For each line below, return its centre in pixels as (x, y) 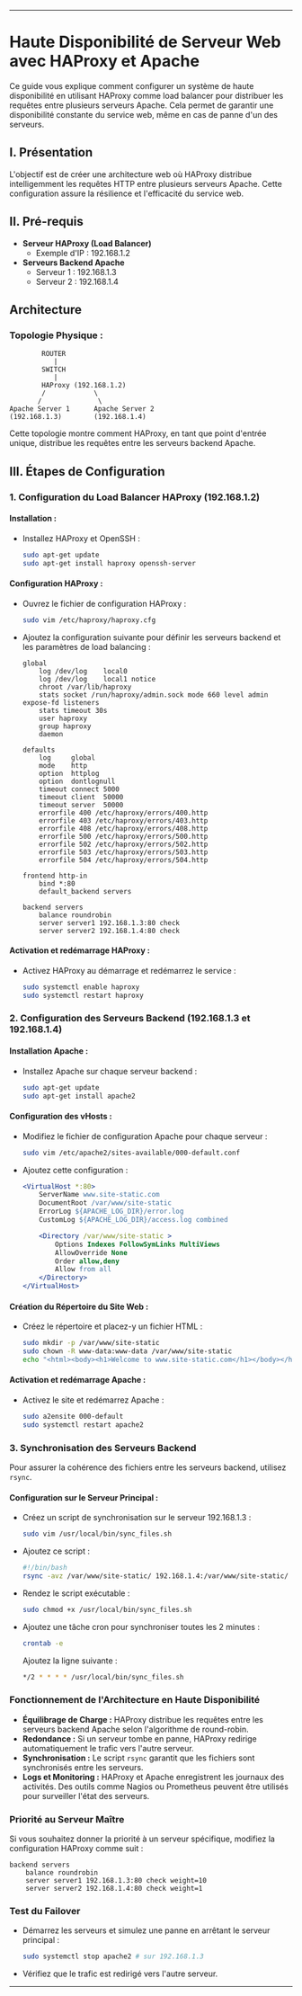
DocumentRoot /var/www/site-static (106, 1203)
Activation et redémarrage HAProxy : (80, 950)
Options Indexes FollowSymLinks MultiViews (138, 1244)
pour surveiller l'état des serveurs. (86, 1796)
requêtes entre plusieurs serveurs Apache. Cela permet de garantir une (142, 105)
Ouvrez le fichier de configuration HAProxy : (104, 603)
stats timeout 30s (73, 710)
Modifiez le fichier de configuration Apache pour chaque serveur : (145, 1136)
